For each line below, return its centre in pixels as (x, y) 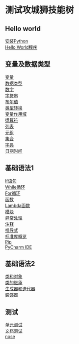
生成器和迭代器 (20, 289)
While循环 (15, 187)
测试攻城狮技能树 (40, 10)
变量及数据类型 (28, 64)
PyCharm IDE (19, 247)
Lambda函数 (18, 206)
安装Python (17, 41)
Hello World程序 (21, 47)
